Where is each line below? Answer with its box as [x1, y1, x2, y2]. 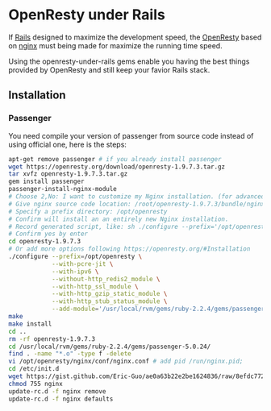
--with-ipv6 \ [51, 268, 99, 276]
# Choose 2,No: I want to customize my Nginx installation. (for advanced [8, 193, 265, 201]
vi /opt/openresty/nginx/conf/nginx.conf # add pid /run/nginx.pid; [8, 357, 244, 366]
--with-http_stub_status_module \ [51, 297, 168, 305]
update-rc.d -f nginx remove [8, 387, 106, 396]
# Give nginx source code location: [8, 200, 131, 208]
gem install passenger [8, 177, 85, 186]
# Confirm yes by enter [8, 230, 89, 239]
